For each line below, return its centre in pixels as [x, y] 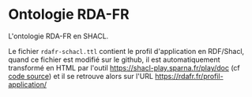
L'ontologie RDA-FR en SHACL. [58, 36]
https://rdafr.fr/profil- [189, 76]
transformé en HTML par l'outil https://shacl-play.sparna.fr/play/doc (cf [124, 67]
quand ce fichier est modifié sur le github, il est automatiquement [114, 59]
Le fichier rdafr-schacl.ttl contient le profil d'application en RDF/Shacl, [126, 51]
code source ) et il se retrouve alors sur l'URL [81, 76]
